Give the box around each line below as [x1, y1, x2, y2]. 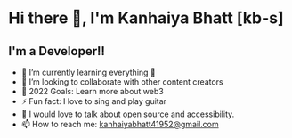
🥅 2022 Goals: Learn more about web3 [20, 86, 164, 96]
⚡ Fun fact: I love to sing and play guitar [20, 96, 166, 106]
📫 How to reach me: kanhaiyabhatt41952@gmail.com [20, 119, 219, 129]
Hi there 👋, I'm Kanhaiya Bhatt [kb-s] [8, 8, 284, 28]
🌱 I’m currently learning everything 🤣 [20, 67, 157, 77]
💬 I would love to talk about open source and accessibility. [20, 109, 235, 119]
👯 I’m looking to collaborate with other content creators [20, 77, 223, 87]
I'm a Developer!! [8, 44, 106, 59]
